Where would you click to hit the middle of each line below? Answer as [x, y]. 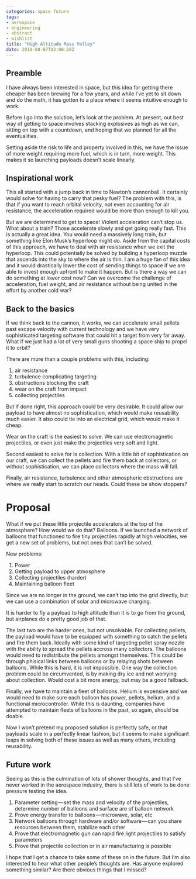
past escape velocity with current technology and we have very [83, 329]
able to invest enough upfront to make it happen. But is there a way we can [97, 272]
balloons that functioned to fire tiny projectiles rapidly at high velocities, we [97, 536]
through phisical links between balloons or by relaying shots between [90, 661]
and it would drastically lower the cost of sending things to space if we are [96, 266]
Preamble [24, 73]
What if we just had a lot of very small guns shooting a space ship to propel [97, 342]
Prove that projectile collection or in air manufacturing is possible [93, 846]
